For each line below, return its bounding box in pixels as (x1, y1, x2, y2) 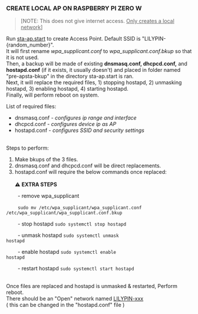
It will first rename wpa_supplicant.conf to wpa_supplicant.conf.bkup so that (6, 48, 192, 55)
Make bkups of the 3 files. (14, 156, 78, 163)
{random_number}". (6, 41, 54, 48)
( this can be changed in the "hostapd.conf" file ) (6, 302, 125, 309)
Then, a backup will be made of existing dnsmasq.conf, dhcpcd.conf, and (6, 60, 187, 67)
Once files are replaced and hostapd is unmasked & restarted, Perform (6, 283, 178, 290)
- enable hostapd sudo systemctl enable (17, 249, 117, 256)
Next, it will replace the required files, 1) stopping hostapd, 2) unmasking (6, 79, 182, 86)
